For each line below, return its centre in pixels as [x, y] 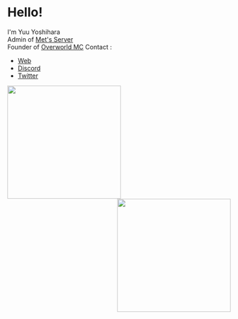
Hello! [25, 12]
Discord [29, 68]
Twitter [28, 76]
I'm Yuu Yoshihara [34, 32]
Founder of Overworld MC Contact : [59, 47]
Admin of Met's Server [40, 39]
